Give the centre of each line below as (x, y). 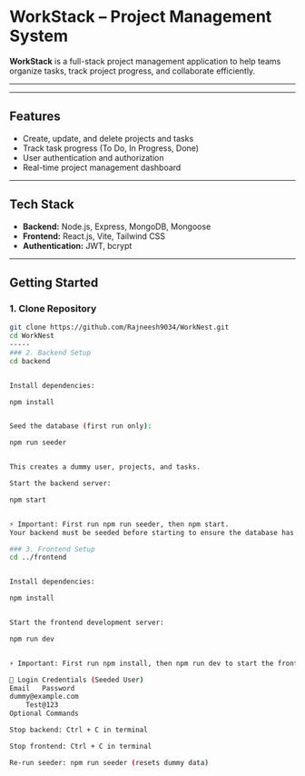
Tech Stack (42, 205)
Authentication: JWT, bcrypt (77, 245)
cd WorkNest (32, 336)
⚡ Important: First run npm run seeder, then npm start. (119, 524)
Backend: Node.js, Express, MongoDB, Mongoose (117, 226)
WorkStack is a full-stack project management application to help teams (145, 61)
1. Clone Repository (53, 308)
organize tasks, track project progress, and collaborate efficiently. (133, 71)
